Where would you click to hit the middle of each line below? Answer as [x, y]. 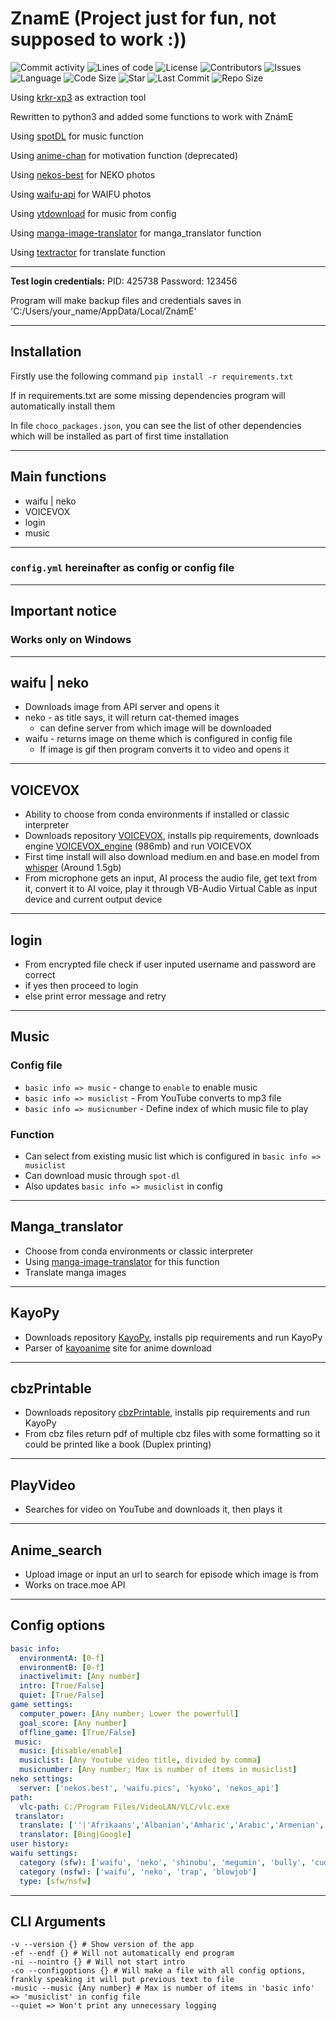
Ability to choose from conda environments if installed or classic [157, 814]
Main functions [58, 477]
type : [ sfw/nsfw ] [55, 1881]
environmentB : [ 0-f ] [62, 1667]
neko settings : [42, 1779]
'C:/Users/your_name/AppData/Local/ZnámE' [103, 311]
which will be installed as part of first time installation [119, 436]
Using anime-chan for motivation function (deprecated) [124, 155]
